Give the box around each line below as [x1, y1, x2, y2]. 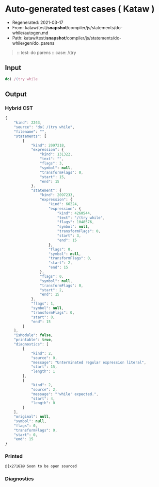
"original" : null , [14, 415, 51, 419]
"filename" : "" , [14, 129, 47, 134]
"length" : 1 [31, 369, 55, 374]
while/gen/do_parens [12, 40, 55, 46]
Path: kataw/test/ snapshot [12, 35, 66, 41]
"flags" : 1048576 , [57, 220, 95, 225]
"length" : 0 [31, 400, 55, 406]
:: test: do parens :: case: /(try [16, 50, 77, 55]
